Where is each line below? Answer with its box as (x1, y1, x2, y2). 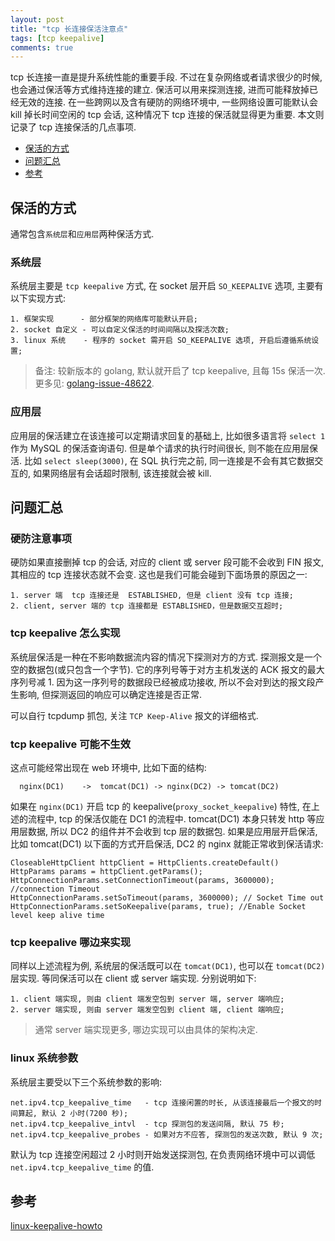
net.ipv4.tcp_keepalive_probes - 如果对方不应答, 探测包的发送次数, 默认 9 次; (10, 1129, 324, 1140)
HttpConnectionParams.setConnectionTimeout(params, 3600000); (10, 875, 275, 885)
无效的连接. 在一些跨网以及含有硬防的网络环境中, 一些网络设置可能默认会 (18, 96, 318, 108)
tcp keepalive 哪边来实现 (10, 935, 132, 949)
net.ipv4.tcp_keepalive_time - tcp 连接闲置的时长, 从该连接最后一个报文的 (10, 1097, 315, 1108)
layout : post (10, 14, 65, 25)
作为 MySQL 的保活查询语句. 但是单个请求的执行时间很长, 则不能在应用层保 (10, 442, 319, 454)
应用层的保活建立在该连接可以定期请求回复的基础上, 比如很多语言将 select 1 (10, 429, 326, 441)
